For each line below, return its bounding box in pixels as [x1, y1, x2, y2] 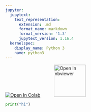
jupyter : [5, 7, 24, 13]
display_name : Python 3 [14, 46, 65, 51]
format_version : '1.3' [18, 31, 67, 36]
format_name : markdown [18, 27, 67, 32]
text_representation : [14, 17, 60, 22]
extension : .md [18, 21, 51, 27]
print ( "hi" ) [5, 102, 31, 107]
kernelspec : [10, 41, 36, 46]
